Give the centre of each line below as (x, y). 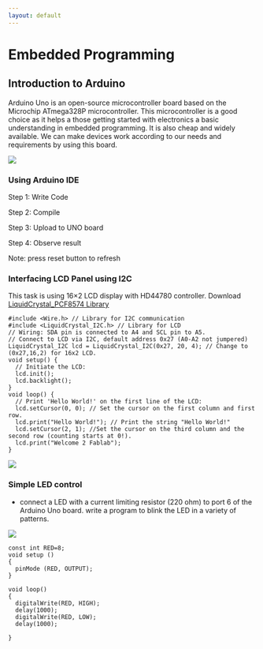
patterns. (34, 519)
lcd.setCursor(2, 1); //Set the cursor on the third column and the (130, 430)
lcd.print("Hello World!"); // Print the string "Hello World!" (123, 422)
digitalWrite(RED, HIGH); (58, 603)
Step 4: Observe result (45, 242)
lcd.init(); (35, 374)
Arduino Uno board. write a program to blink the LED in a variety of (128, 510)
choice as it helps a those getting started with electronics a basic (113, 119)
